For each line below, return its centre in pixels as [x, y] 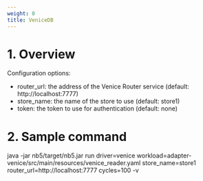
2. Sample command [67, 136]
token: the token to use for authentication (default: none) [97, 108]
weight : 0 [21, 13]
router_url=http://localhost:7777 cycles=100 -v [73, 171]
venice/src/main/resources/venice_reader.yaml [74, 163]
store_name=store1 [169, 163]
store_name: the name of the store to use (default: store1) [98, 102]
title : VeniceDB [30, 20]
